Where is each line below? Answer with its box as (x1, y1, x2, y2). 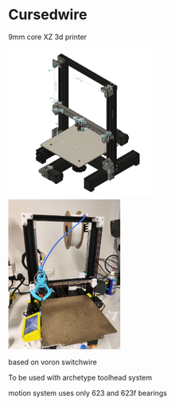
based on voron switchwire (8, 357, 97, 367)
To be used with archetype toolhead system (8, 372, 153, 382)
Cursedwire (8, 6, 87, 24)
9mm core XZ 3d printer (8, 32, 87, 42)
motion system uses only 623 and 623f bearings (8, 388, 167, 397)
